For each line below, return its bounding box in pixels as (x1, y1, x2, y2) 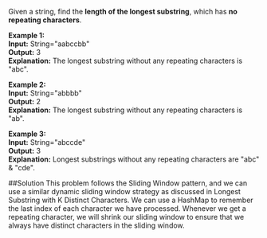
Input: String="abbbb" (8, 88, 82, 98)
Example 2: (8, 80, 46, 89)
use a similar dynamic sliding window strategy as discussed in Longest (8, 187, 241, 196)
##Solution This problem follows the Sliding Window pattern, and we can (8, 178, 248, 188)
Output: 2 (8, 97, 41, 106)
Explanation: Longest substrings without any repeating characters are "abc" (8, 154, 260, 164)
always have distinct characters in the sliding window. (8, 220, 185, 230)
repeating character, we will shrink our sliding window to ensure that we (8, 213, 245, 221)
